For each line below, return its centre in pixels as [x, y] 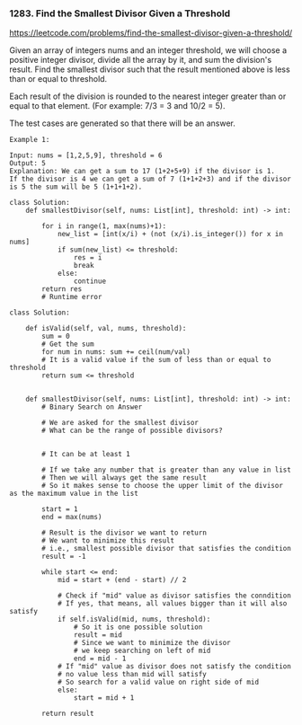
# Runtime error [72, 297]
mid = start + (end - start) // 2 [122, 580]
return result [68, 714]
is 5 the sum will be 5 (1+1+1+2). [76, 187]
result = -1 [64, 557]
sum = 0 [56, 336]
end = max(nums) [72, 517]
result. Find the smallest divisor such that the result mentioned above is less [150, 69]
